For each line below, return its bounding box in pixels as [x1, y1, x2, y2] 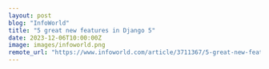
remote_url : [8, 48, 48, 56]
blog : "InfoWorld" [8, 19, 70, 27]
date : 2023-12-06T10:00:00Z [8, 33, 102, 42]
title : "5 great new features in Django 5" [8, 26, 156, 34]
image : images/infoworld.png [8, 41, 106, 49]
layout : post [8, 11, 52, 20]
